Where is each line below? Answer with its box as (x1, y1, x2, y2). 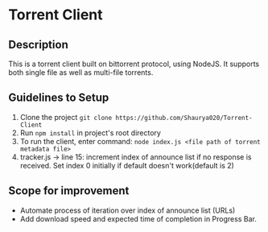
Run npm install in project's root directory (19, 127, 161, 138)
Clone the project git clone (19, 112, 113, 122)
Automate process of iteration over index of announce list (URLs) (19, 205, 236, 215)
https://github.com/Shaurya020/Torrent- (115, 114, 253, 122)
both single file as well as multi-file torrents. (8, 68, 154, 77)
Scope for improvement (8, 184, 130, 198)
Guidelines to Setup (8, 91, 109, 105)
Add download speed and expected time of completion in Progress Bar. (19, 213, 258, 223)
